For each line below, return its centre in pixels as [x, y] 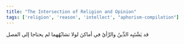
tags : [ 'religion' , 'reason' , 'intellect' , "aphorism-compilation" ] [93, 17]
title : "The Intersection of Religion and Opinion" [71, 12]
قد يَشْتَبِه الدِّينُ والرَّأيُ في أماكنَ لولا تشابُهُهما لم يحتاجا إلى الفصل [77, 34]
